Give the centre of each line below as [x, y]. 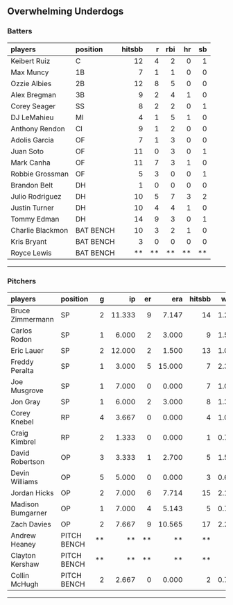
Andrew [24, 536]
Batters [20, 31]
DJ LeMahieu [32, 117]
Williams [24, 481]
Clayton [23, 555]
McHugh [25, 584]
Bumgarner [29, 513]
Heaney [23, 544]
